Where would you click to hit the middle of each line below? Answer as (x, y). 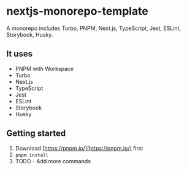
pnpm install (32, 155)
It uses (19, 54)
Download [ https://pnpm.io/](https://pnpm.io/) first (79, 148)
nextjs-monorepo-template (78, 11)
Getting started (36, 134)
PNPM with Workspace (44, 68)
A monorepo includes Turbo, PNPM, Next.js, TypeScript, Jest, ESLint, (94, 28)
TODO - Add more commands (53, 161)
